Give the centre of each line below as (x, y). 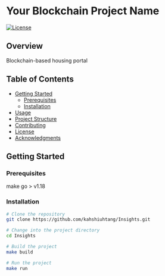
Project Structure (36, 119)
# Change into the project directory (53, 230)
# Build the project (32, 247)
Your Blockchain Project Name (83, 11)
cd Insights (21, 236)
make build (20, 252)
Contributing (30, 125)
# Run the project (29, 263)
